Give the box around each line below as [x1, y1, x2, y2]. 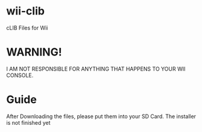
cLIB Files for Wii [6, 24, 48, 31]
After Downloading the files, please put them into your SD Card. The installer [6, 113, 197, 120]
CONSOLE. [6, 71, 34, 79]
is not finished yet [6, 119, 51, 126]
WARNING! [6, 45, 62, 59]
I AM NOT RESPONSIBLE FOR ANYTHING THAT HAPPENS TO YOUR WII [6, 65, 186, 72]
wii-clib [6, 4, 45, 18]
